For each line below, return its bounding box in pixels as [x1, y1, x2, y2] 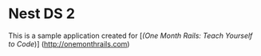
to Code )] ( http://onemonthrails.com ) [8, 39, 130, 48]
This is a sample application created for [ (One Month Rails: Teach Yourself [8, 31, 253, 40]
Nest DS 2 [8, 5, 76, 23]
